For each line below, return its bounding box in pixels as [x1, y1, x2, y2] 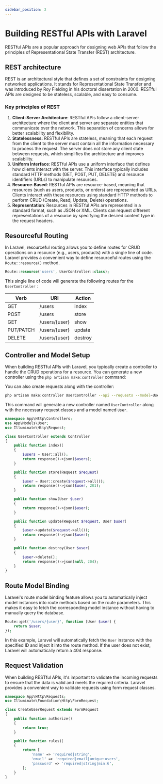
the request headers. [12, 218, 54, 224]
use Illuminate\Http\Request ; [5, 425, 66, 430]
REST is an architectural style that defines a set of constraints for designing [5, 76, 156, 82]
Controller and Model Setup [5, 351, 91, 359]
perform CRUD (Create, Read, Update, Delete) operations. [12, 197, 128, 203]
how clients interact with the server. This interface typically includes [12, 166, 148, 172]
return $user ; [14, 624, 42, 628]
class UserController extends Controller [5, 434, 90, 439]
